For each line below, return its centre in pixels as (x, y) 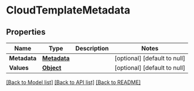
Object (52, 68)
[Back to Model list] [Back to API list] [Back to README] (73, 82)
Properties (26, 32)
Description (92, 48)
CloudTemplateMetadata (68, 10)
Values (19, 68)
